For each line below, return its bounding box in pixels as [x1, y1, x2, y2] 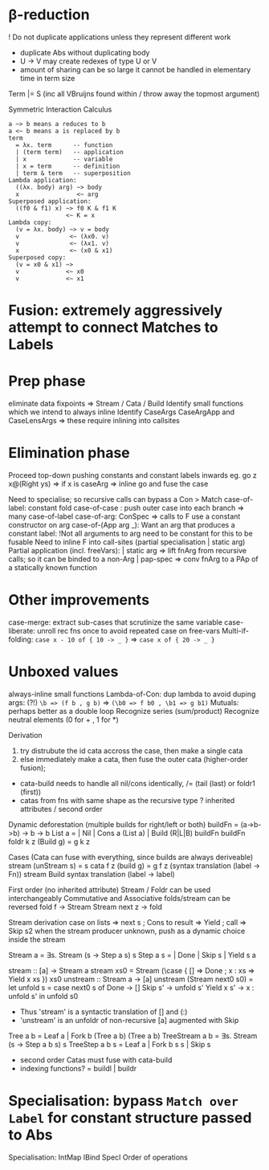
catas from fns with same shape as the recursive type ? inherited [19, 795, 235, 805]
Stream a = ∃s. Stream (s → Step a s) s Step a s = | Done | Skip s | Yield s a [8, 950, 257, 960]
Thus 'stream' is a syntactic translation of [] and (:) [19, 1006, 188, 1017]
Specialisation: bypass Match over [8, 1092, 238, 1110]
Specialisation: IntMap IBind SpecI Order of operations [8, 1152, 189, 1162]
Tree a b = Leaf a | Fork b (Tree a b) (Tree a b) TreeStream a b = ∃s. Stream [8, 1030, 258, 1041]
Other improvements [8, 591, 150, 609]
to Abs [8, 1126, 54, 1144]
